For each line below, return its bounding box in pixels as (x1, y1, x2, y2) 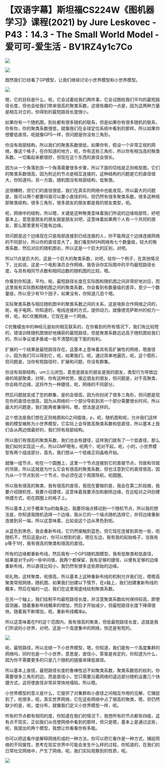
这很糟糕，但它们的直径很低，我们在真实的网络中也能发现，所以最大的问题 (5, 187, 156, 193)
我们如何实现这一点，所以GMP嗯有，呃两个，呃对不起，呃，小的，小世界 (5, 443, 153, 449)
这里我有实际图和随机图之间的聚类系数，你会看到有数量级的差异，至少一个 (5, 284, 156, 290)
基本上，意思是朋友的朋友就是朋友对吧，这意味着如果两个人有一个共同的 (5, 216, 151, 222)
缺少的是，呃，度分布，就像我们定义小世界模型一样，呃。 (5, 702, 121, 708)
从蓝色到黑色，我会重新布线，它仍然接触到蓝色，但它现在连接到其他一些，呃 (5, 528, 160, 534)
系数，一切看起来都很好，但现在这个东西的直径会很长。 (5, 154, 117, 160)
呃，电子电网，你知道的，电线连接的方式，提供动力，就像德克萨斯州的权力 (5, 307, 156, 313)
